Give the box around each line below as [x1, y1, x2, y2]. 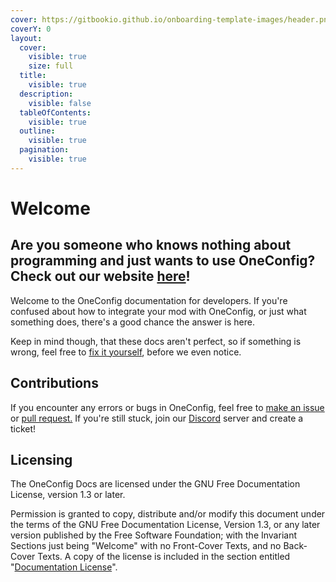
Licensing [10, 451, 73, 468]
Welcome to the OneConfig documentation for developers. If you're [10, 294, 288, 306]
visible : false [28, 98, 92, 108]
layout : [10, 33, 43, 43]
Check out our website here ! [10, 268, 191, 285]
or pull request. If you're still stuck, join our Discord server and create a [10, 412, 304, 424]
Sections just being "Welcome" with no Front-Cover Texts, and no [10, 540, 282, 552]
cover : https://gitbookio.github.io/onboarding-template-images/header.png [10, 14, 333, 25]
